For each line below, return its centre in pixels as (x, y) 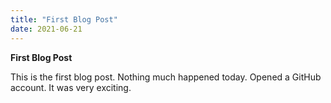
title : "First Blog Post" (64, 19)
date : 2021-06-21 (46, 29)
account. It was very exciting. (71, 87)
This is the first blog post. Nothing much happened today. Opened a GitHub (166, 77)
